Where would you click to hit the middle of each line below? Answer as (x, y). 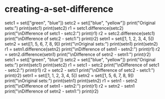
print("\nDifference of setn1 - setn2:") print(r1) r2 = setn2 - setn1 (70, 86)
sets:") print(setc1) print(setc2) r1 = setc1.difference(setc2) (64, 28)
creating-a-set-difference (59, 9)
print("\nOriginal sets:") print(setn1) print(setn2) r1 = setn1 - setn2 (71, 81)
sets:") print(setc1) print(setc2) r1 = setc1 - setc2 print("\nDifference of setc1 (82, 65)
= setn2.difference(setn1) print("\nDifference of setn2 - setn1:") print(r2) (78, 54)
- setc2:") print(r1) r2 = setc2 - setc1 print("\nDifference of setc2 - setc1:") (80, 70)
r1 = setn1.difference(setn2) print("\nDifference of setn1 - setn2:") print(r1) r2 (82, 49)
